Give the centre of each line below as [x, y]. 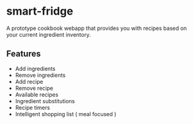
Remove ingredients [40, 75]
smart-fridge [40, 11]
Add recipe [29, 81]
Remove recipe [34, 88]
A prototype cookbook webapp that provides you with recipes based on [97, 28]
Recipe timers [32, 108]
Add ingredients [35, 68]
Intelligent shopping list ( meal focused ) [66, 114]
